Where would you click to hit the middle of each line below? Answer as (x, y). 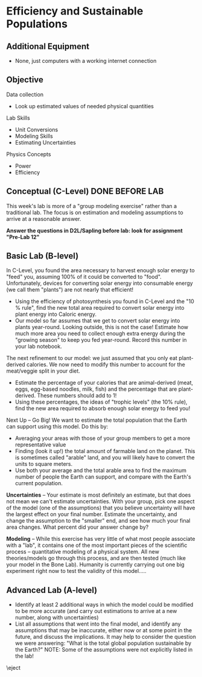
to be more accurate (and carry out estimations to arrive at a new (96, 611)
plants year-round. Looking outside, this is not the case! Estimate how (102, 327)
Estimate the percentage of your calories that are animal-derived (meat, (104, 383)
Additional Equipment (48, 46)
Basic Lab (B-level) (43, 256)
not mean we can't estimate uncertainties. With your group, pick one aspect (100, 502)
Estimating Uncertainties (46, 142)
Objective (25, 80)
